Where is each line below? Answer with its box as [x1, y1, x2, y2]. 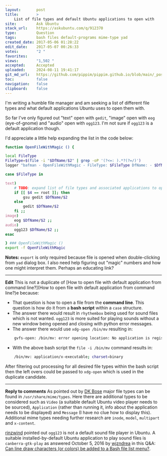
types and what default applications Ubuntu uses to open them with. [5, 105, 145, 111]
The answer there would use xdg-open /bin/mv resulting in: [12, 326, 133, 332]
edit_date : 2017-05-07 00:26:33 [5, 44, 79, 49]
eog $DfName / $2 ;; [14, 218, 52, 223]
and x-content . [5, 420, 36, 426]
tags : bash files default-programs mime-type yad [5, 35, 128, 40]
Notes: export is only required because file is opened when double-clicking [5, 255, 160, 261]
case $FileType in [5, 172, 43, 177]
